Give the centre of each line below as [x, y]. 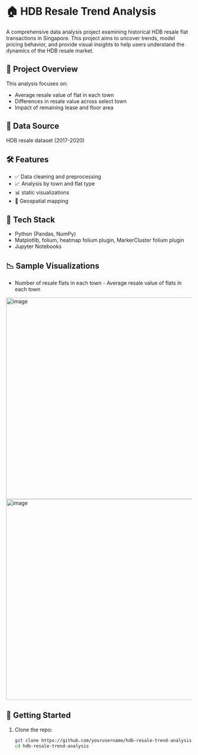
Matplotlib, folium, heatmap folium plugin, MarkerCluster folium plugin [99, 240]
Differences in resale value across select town [70, 101]
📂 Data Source [33, 126]
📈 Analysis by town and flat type [55, 184]
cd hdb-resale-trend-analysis [52, 746]
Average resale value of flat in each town [64, 95]
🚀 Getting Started [39, 715]
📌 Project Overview [42, 69]
